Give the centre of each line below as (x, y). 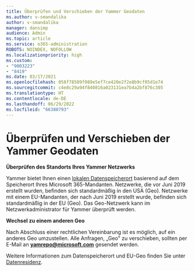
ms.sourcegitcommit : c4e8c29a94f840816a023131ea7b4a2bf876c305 (85, 88)
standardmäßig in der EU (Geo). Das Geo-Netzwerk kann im (78, 203)
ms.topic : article (28, 39)
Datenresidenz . (24, 262)
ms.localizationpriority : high (44, 55)
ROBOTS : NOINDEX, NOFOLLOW (39, 50)
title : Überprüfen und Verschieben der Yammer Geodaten (75, 11)
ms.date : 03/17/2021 (31, 77)
